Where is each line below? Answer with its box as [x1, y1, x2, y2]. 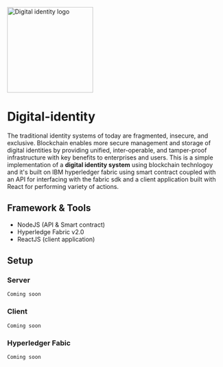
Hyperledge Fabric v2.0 [16, 227, 84, 236]
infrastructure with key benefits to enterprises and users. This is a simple [7, 153, 214, 162]
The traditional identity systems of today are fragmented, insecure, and [7, 131, 209, 140]
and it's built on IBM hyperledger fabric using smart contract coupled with [7, 168, 216, 176]
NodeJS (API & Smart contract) [16, 220, 105, 229]
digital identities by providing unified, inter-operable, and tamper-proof [7, 146, 207, 154]
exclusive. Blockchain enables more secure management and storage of [7, 138, 211, 147]
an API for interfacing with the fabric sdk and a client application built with [7, 175, 216, 183]
